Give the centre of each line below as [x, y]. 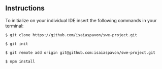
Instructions [25, 8]
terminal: [14, 26]
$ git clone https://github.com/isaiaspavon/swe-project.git [71, 35]
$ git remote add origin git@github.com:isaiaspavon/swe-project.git [80, 52]
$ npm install [20, 61]
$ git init [17, 44]
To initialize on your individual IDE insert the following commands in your [81, 20]
